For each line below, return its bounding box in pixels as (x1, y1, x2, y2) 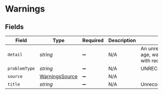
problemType (7, 66, 35, 71)
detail (7, 52, 23, 57)
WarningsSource (39, 73, 78, 79)
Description (108, 37, 136, 44)
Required (82, 37, 104, 44)
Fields (5, 23, 24, 31)
